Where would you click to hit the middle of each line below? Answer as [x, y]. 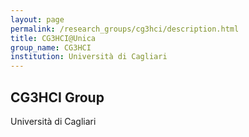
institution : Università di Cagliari [89, 57]
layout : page [37, 19]
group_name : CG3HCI [51, 47]
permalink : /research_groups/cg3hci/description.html [125, 29]
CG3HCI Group [57, 97]
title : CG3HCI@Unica [53, 38]
